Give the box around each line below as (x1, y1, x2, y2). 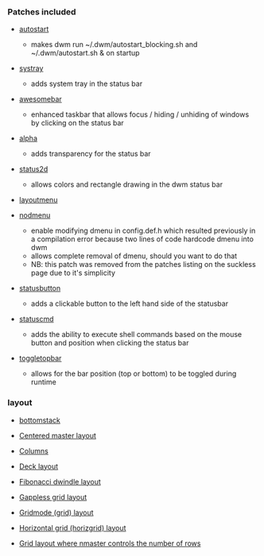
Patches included (7, 6, 76, 17)
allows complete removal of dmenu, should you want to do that (30, 251, 238, 261)
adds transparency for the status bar (30, 149, 152, 159)
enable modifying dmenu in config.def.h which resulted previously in (30, 226, 256, 236)
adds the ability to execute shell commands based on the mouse (30, 330, 243, 339)
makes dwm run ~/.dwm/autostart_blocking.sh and (30, 40, 198, 49)
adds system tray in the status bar (30, 79, 143, 89)
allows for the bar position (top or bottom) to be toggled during (30, 369, 237, 379)
